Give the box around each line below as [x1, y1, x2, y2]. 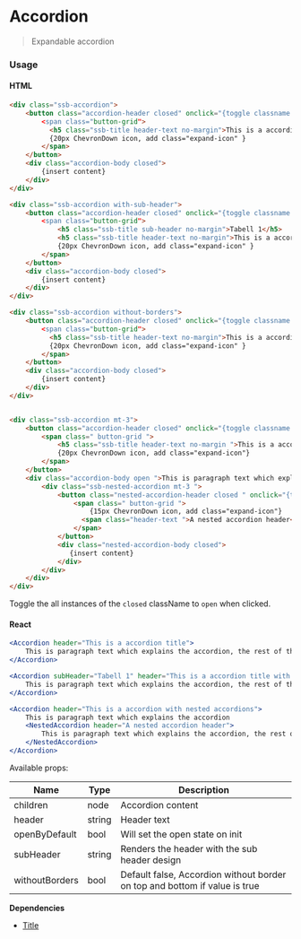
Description [177, 783, 230, 796]
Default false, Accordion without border [120, 868, 287, 881]
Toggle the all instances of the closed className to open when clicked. [9, 598, 271, 609]
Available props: [9, 762, 69, 773]
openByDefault [13, 828, 78, 840]
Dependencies [9, 902, 65, 913]
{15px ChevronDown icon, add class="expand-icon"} [89, 507, 282, 517]
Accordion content [120, 798, 199, 811]
